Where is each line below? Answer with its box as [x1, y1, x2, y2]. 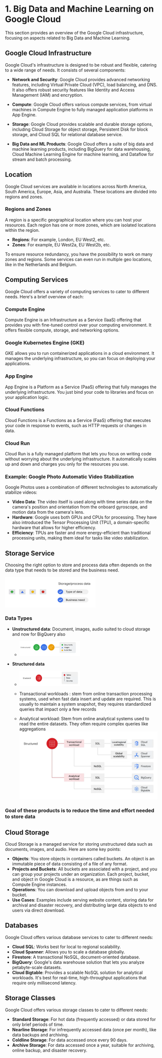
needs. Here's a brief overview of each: [5, 294, 84, 299]
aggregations [19, 726, 46, 732]
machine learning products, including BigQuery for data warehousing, [12, 146, 151, 152]
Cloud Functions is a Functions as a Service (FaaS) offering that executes [5, 417, 151, 423]
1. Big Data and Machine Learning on [5, 3, 154, 15]
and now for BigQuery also [12, 631, 66, 637]
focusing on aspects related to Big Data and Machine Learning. [5, 35, 131, 41]
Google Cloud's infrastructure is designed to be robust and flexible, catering [5, 62, 157, 68]
